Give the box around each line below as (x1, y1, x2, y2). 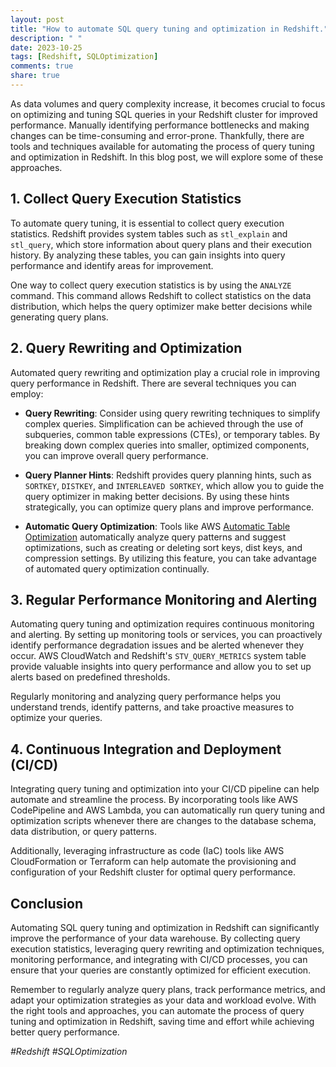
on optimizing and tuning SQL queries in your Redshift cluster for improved (10, 108, 318, 120)
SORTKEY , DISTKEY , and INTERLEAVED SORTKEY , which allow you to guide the (24, 479, 325, 491)
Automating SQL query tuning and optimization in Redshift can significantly (10, 921, 320, 933)
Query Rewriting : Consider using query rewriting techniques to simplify (24, 407, 321, 419)
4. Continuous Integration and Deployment (10, 741, 282, 758)
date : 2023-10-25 (10, 42, 83, 53)
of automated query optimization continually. (24, 562, 210, 575)
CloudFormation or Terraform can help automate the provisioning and (10, 856, 297, 868)
